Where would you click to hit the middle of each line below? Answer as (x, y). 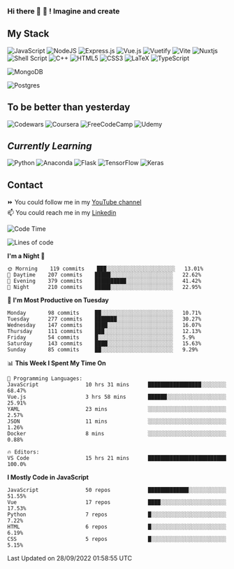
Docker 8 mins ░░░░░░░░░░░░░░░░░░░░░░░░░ (117, 434)
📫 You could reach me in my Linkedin (62, 213)
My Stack (28, 34)
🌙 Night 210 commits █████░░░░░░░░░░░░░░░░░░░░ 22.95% (104, 287)
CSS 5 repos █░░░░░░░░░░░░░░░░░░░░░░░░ (117, 539)
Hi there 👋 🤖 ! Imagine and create (64, 11)
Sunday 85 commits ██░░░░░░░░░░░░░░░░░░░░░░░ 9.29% (103, 350)
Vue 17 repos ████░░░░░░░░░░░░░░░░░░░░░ (117, 503)
